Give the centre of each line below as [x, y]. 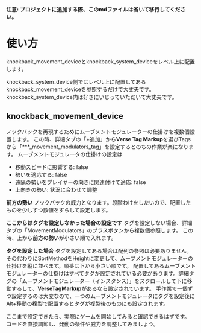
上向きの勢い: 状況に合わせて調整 [56, 189]
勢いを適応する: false [41, 174]
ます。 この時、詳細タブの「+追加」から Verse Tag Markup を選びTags [104, 139]
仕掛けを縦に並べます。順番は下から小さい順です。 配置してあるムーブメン [98, 265]
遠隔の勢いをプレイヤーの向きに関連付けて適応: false [80, 182]
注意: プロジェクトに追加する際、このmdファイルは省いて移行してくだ [93, 9]
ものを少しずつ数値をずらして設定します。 [59, 210]
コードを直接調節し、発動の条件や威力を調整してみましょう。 [82, 324]
